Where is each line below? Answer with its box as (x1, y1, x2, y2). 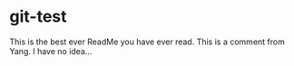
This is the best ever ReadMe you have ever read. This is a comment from (9, 36, 286, 47)
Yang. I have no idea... (9, 45, 93, 56)
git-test (9, 6, 67, 27)
